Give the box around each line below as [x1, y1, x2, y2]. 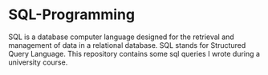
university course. [8, 57, 68, 67]
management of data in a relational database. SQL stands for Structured [8, 40, 246, 49]
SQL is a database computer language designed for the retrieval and [8, 32, 234, 41]
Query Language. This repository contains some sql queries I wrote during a [8, 49, 261, 58]
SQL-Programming [8, 6, 135, 24]
